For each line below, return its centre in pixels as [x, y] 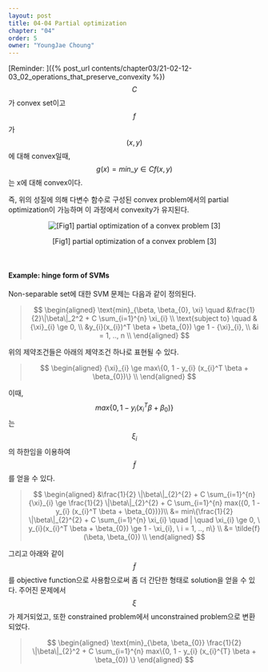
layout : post [30, 16]
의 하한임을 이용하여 [39, 451]
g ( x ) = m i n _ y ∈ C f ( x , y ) [134, 169]
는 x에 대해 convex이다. [46, 183]
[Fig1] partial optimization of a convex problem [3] [134, 241]
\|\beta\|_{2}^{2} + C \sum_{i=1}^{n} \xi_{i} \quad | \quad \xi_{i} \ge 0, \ [144, 520]
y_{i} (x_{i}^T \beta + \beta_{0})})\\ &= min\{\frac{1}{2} [144, 511]
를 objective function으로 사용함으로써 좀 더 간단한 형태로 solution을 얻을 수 [128, 580]
